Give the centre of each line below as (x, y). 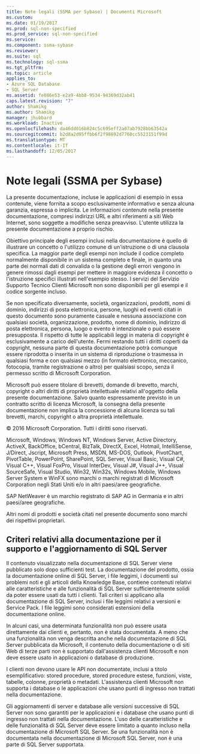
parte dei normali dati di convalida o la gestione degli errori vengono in (93, 266)
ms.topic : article (29, 73)
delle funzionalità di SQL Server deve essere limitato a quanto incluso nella (98, 725)
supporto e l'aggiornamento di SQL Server (87, 549)
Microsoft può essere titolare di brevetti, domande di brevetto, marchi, (93, 385)
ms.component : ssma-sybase (40, 46)
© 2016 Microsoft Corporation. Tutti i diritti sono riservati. (77, 429)
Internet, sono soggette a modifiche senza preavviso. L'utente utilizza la (95, 223)
